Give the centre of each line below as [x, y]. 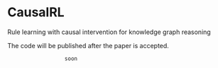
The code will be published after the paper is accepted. [88, 45]
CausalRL [36, 12]
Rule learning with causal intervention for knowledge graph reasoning [109, 32]
